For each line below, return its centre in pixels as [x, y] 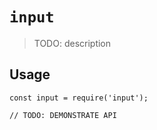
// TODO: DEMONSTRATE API [63, 115]
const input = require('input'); [79, 98]
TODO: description [72, 43]
